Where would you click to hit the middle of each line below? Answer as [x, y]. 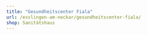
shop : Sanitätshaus [31, 23]
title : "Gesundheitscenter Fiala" [50, 12]
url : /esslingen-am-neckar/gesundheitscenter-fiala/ [74, 17]
